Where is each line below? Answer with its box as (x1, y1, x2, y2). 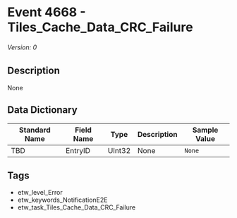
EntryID (66, 145, 90, 155)
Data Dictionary (7, 104, 78, 116)
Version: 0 (7, 43, 37, 52)
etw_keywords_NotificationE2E (17, 195, 108, 205)
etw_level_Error (17, 188, 63, 197)
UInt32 (107, 145, 131, 155)
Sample (192, 125, 219, 135)
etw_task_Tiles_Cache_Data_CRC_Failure (17, 203, 136, 212)
